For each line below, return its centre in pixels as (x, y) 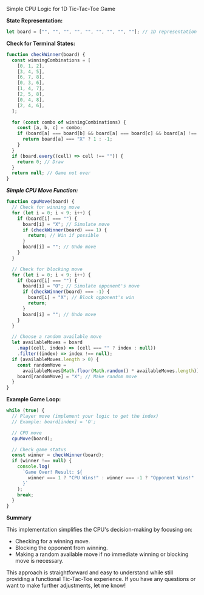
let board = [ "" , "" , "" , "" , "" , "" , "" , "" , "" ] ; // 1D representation (102, 32)
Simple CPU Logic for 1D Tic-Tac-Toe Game (61, 9)
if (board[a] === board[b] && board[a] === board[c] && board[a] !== (107, 133)
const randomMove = (42, 365)
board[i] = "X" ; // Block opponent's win (81, 298)
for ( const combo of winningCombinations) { (69, 122)
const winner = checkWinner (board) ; (58, 455)
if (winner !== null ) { (42, 461)
